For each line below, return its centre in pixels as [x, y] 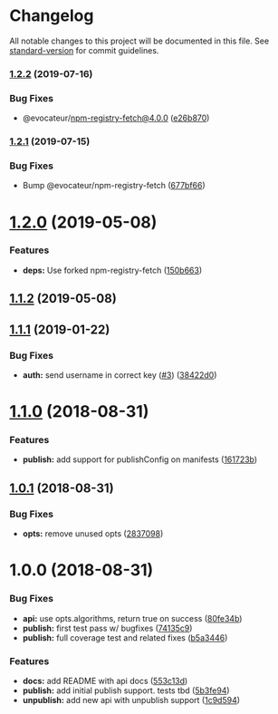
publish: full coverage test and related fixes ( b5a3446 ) [125, 637]
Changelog [52, 16]
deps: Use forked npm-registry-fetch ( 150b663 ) [112, 270]
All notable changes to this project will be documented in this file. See [139, 41]
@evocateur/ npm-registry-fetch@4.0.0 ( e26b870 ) [116, 118]
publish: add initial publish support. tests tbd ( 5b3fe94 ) [126, 690]
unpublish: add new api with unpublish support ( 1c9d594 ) [131, 700]
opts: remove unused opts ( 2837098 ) [93, 534]
